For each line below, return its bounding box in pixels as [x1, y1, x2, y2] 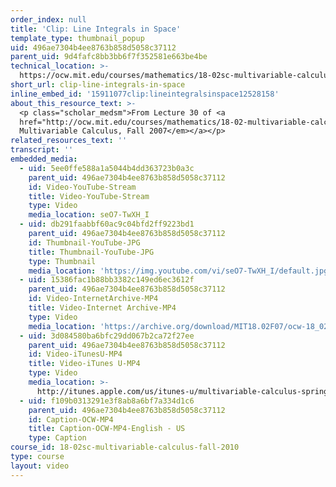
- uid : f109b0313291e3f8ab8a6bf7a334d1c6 [19, 396, 195, 406]
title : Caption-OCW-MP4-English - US [28, 424, 186, 434]
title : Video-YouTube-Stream [28, 191, 150, 201]
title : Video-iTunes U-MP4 [28, 359, 141, 369]
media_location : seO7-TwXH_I [28, 210, 150, 220]
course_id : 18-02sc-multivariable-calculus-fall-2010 [10, 442, 240, 453]
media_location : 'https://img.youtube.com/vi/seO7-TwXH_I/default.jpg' [28, 266, 333, 276]
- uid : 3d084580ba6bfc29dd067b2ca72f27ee [19, 331, 195, 341]
